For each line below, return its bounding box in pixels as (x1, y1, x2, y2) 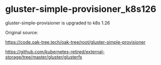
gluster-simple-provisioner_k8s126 (5, 3, 157, 15)
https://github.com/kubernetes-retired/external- (5, 49, 105, 55)
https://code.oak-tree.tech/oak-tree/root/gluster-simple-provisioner (5, 39, 146, 45)
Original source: (5, 29, 39, 35)
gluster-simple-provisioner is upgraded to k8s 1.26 (5, 20, 110, 26)
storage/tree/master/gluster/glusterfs (5, 54, 83, 60)
